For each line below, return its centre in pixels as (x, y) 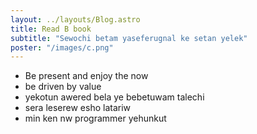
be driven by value (63, 87)
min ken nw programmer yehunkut (95, 118)
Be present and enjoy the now (86, 76)
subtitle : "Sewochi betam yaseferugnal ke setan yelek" (129, 38)
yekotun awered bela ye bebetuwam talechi (114, 97)
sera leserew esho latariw (78, 108)
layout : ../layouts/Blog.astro (75, 19)
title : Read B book (51, 29)
